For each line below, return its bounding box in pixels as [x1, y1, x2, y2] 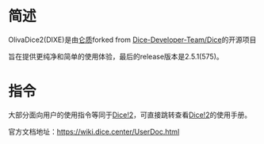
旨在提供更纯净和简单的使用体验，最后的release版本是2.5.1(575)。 [8, 51, 224, 61]
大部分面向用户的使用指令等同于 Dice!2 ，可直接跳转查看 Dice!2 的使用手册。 [8, 110, 252, 119]
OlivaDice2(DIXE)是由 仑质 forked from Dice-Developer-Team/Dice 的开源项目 [8, 35, 257, 44]
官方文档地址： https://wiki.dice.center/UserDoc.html [8, 127, 180, 136]
